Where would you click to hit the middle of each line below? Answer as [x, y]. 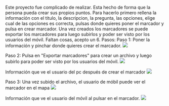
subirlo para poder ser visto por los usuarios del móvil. [62, 61]
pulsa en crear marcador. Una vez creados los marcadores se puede [77, 29]
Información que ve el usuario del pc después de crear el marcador [75, 72]
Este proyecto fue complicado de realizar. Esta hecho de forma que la [78, 7]
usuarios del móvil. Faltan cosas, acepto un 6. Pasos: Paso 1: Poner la [78, 40]
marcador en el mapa [27, 88]
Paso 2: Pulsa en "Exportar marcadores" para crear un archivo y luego [78, 56]
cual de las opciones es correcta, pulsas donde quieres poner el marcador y [85, 23]
